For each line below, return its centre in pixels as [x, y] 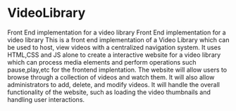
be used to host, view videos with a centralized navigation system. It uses [114, 47]
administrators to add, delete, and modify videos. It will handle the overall [114, 84]
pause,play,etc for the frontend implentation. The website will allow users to [117, 70]
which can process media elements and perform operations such [102, 62]
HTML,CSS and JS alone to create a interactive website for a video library [114, 55]
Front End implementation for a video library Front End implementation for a [117, 32]
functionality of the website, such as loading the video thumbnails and [109, 92]
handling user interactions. [46, 99]
